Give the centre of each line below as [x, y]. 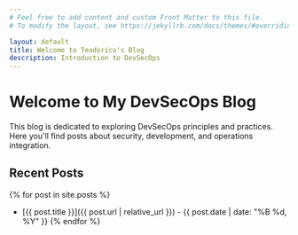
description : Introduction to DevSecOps [85, 59]
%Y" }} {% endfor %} [61, 221]
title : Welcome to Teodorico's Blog [77, 50]
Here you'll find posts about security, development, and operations [131, 136]
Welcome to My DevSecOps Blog [133, 102]
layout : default [39, 42]
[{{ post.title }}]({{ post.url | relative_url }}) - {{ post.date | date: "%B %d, [154, 211]
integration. [30, 145]
